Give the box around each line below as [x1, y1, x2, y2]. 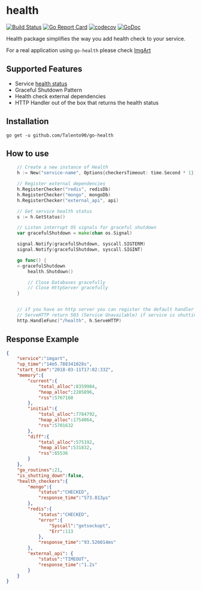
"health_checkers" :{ [17, 478, 68, 484]
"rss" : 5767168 [38, 395, 74, 401]
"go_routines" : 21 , [17, 467, 63, 473]
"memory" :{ [17, 373, 44, 379]
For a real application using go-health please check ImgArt [6, 46, 151, 54]
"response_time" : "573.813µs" [38, 495, 111, 501]
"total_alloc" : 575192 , [38, 439, 95, 445]
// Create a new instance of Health [17, 164, 109, 171]
